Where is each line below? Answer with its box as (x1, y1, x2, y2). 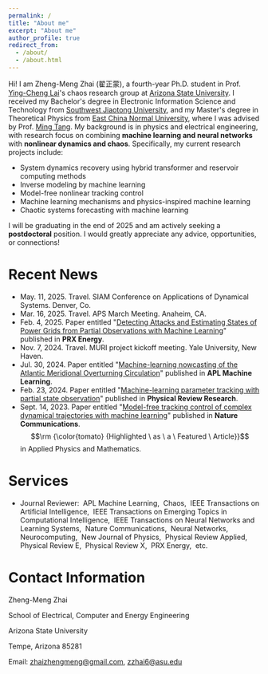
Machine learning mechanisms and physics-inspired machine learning (19, 196, 251, 206)
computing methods (19, 171, 86, 180)
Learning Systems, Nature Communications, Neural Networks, (19, 523, 229, 533)
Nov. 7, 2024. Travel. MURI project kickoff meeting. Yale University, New (19, 342, 257, 352)
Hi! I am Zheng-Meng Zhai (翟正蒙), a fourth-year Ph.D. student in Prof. (8, 79, 241, 89)
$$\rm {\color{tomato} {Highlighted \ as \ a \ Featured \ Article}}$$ (30, 432, 250, 441)
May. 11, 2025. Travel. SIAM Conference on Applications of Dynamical (19, 292, 249, 302)
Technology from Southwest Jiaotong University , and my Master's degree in (8, 104, 259, 114)
